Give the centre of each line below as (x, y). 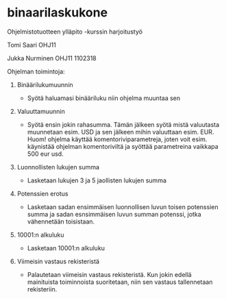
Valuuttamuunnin (41, 111)
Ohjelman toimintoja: (36, 71)
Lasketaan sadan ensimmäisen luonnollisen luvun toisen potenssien (123, 206)
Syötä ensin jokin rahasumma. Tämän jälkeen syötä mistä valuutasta (123, 124)
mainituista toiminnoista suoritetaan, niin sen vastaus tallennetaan (120, 282)
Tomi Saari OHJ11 (32, 45)
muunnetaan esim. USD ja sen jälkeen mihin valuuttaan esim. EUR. (121, 132)
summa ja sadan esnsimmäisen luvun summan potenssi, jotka (114, 214)
